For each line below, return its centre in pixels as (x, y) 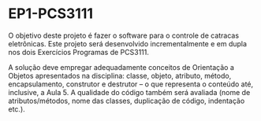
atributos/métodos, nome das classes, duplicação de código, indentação (127, 101)
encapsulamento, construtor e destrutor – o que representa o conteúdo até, (131, 84)
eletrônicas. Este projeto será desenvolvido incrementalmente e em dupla (127, 43)
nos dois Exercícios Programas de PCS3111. (79, 52)
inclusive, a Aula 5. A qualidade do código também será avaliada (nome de (129, 92)
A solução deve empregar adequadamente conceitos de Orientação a (121, 67)
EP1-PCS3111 (50, 14)
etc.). (17, 109)
